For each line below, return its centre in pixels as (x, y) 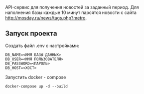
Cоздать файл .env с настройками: (42, 45)
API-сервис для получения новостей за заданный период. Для (72, 7)
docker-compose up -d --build (37, 86)
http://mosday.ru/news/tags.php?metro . (46, 18)
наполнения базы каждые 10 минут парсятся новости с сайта (71, 12)
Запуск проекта (31, 34)
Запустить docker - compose (36, 77)
